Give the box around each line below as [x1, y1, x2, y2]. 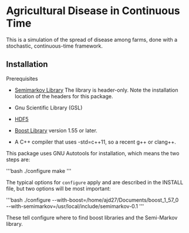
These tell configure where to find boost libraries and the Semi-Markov [6, 214, 178, 221]
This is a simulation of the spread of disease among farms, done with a [6, 36, 178, 43]
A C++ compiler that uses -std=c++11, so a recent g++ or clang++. [14, 138, 176, 145]
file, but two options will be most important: [6, 185, 112, 192]
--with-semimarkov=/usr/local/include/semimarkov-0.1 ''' [6, 202, 144, 209]
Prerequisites [6, 75, 38, 82]
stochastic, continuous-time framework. [6, 42, 103, 49]
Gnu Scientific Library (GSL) [14, 104, 83, 111]
